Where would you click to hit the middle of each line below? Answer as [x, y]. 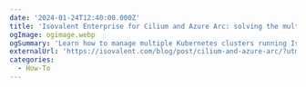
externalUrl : [34, 52]
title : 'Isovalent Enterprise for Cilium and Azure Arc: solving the [144, 26]
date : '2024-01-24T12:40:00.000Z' [75, 18]
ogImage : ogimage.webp [52, 34]
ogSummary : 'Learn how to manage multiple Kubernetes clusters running [148, 43]
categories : [32, 60]
